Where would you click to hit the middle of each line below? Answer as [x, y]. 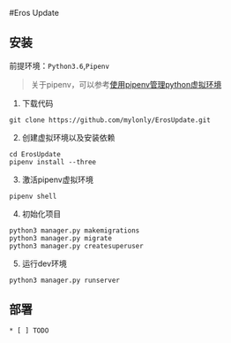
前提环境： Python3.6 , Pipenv [60, 65]
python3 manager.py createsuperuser [76, 246]
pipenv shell [33, 196]
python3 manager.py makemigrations [75, 230]
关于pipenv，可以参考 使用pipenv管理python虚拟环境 [126, 84]
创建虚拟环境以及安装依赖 [68, 137]
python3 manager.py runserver [65, 280]
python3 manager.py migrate [61, 238]
